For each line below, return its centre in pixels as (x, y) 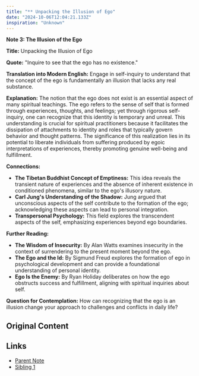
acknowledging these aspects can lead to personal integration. (92, 210)
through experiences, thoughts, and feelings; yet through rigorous (87, 111)
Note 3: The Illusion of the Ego (44, 40)
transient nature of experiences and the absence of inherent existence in (104, 184)
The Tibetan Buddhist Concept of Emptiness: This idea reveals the (98, 178)
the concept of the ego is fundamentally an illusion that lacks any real (91, 80)
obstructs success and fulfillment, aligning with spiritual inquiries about (102, 283)
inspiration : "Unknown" (36, 23)
